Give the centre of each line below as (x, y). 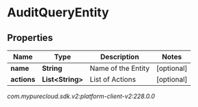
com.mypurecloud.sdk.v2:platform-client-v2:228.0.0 (81, 96)
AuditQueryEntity (58, 13)
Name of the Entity (120, 68)
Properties (30, 38)
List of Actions (113, 79)
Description (119, 57)
